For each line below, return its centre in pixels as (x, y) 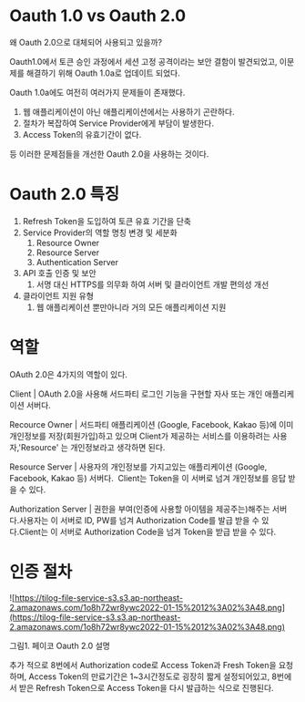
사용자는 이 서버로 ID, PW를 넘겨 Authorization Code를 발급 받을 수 (139, 520)
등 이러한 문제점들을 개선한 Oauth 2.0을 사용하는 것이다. (109, 154)
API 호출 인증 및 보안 (60, 273)
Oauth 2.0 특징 (65, 195)
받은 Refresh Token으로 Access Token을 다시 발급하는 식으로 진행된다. (147, 687)
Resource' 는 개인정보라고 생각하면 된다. (93, 447)
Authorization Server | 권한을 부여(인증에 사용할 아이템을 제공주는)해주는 (140, 509)
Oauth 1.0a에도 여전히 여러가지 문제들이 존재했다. (97, 92)
